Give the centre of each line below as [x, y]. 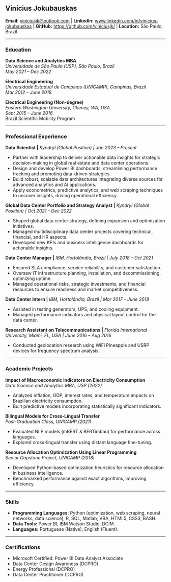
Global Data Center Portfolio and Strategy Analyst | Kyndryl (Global [77, 205]
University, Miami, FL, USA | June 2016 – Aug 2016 [59, 335]
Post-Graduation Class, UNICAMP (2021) [48, 422]
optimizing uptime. [32, 278]
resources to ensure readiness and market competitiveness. [76, 289]
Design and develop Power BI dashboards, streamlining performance [85, 169]
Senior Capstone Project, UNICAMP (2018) [50, 457]
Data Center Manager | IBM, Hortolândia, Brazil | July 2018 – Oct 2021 [79, 258]
